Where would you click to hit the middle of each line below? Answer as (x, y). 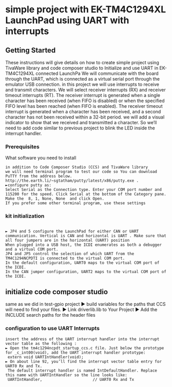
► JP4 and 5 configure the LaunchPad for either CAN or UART (72, 231)
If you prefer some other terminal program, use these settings (75, 203)
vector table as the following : (41, 343)
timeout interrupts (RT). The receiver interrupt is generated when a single (83, 95)
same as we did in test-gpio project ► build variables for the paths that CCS (85, 304)
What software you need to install (41, 158)
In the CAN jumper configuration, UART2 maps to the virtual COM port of (86, 272)
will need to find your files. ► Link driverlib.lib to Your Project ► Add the (81, 309)
